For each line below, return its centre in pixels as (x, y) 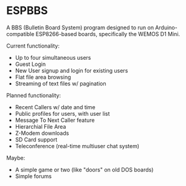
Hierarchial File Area (40, 126)
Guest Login (30, 64)
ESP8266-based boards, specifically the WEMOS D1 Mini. (108, 34)
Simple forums (33, 176)
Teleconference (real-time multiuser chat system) (77, 146)
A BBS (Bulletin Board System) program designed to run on (80, 27)
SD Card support (36, 139)
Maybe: (16, 158)
